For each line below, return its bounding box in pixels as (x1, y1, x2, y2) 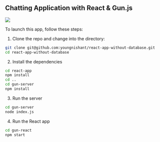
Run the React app (12, 118, 50, 124)
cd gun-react (5, 128, 32, 133)
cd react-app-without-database (5, 50, 69, 55)
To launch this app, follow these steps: (5, 26, 83, 32)
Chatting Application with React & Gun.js (5, 4, 133, 12)
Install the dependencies (12, 58, 63, 64)
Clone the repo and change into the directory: (12, 35, 105, 41)
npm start (5, 132, 26, 137)
